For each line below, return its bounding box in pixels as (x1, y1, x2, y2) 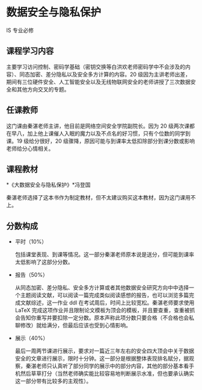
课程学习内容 (6, 46, 54, 56)
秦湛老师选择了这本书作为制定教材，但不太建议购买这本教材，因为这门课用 (6, 194, 191, 201)
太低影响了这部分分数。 (14, 259, 73, 266)
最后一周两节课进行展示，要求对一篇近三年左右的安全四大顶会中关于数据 (14, 347, 194, 354)
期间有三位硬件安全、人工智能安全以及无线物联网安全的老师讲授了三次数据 (6, 78, 191, 85)
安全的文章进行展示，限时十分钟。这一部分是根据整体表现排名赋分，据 (14, 355, 189, 362)
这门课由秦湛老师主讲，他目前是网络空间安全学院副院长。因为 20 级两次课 (6, 122, 190, 130)
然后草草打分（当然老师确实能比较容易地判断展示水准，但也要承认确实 (20, 370, 194, 377)
